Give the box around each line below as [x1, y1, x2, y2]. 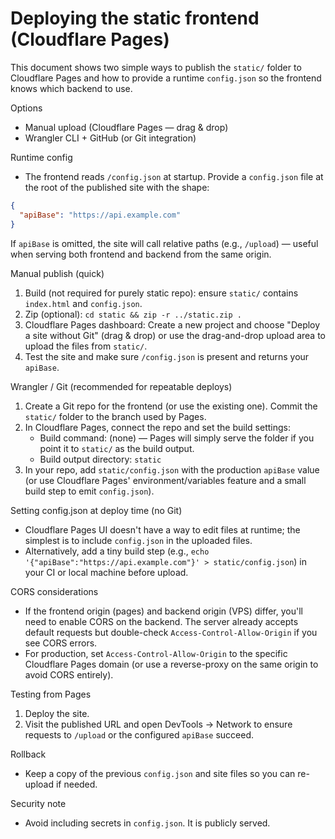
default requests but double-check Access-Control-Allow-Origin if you [24, 626, 318, 638]
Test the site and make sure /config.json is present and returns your [24, 350, 310, 362]
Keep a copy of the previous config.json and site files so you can [24, 767, 296, 779]
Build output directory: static [39, 453, 162, 465]
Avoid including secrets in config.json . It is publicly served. [24, 817, 271, 829]
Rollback [10, 748, 47, 760]
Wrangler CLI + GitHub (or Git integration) [24, 132, 197, 144]
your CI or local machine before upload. [24, 566, 189, 578]
